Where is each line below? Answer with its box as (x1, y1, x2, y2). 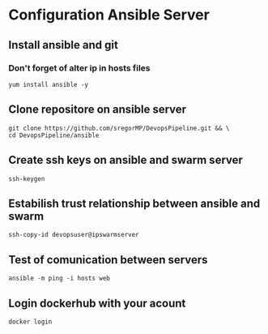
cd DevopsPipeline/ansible (8, 131, 100, 139)
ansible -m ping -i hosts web (8, 274, 111, 283)
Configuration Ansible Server (8, 6, 211, 24)
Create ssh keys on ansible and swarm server (8, 153, 243, 167)
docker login (8, 318, 53, 326)
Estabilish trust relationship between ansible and (8, 196, 261, 210)
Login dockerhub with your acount (8, 296, 186, 310)
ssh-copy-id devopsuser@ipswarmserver (8, 231, 139, 239)
